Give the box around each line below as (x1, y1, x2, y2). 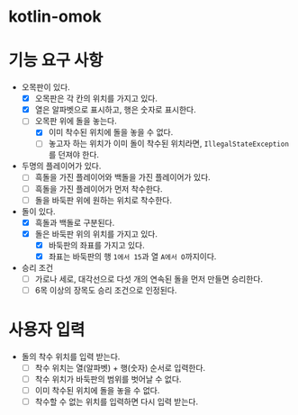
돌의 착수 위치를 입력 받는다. (21, 351, 121, 362)
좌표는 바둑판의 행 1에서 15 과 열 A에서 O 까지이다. (48, 250, 217, 262)
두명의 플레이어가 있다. (21, 160, 102, 172)
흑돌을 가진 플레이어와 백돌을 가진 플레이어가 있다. (34, 172, 211, 183)
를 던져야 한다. (48, 149, 100, 160)
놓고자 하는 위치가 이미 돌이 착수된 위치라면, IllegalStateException (48, 138, 290, 149)
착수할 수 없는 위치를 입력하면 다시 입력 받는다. (34, 396, 199, 407)
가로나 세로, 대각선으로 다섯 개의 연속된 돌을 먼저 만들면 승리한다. (34, 273, 263, 284)
